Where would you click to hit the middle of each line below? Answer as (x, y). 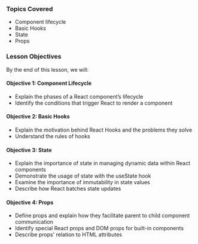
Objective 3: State (29, 150)
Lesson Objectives (34, 57)
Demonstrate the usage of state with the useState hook (83, 176)
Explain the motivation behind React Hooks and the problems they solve (103, 130)
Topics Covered (30, 9)
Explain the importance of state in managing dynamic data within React (102, 163)
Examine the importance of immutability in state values (83, 182)
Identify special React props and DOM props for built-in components (99, 228)
